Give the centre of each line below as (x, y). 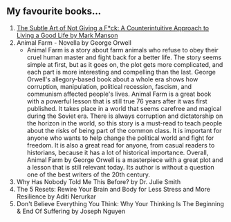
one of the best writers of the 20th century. (88, 174)
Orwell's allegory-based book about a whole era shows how (112, 79)
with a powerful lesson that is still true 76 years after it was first (117, 101)
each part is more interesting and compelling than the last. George (121, 72)
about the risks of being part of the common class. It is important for (124, 130)
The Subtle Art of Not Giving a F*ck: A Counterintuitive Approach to (113, 28)
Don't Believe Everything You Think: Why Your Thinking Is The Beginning (120, 203)
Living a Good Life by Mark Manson (67, 35)
